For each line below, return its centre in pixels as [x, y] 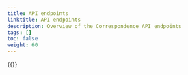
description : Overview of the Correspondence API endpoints [95, 26]
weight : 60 [23, 45]
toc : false [23, 39]
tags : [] [19, 32]
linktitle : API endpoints [44, 20]
